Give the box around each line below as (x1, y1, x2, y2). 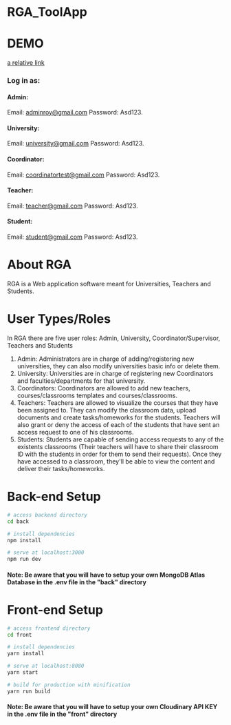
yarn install (7, 650, 45, 657)
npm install (7, 537, 41, 544)
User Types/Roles (7, 311, 111, 327)
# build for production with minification (7, 681, 131, 688)
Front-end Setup (7, 602, 103, 617)
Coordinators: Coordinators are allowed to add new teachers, (16, 384, 190, 392)
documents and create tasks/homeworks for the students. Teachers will (16, 413, 221, 421)
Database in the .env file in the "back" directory (7, 577, 146, 586)
